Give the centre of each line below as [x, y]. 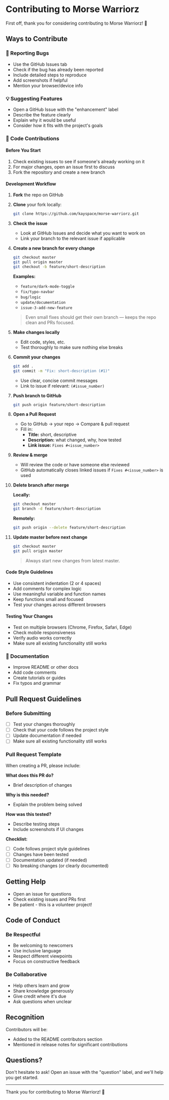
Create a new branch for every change [54, 248]
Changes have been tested [41, 854]
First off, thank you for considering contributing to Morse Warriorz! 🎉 [76, 23]
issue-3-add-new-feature [46, 308]
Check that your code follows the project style [61, 730]
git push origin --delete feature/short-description [69, 528]
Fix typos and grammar [37, 683]
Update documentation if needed [47, 736]
